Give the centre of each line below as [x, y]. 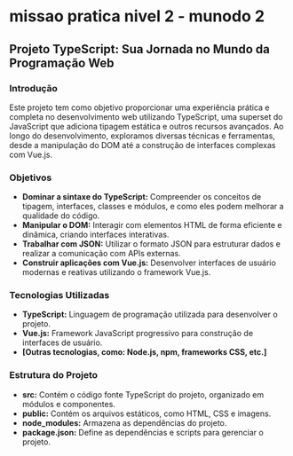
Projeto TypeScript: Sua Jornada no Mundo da [140, 49]
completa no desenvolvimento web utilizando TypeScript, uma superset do [146, 116]
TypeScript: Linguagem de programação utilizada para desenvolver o [150, 314]
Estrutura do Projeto [54, 375]
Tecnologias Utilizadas [59, 295]
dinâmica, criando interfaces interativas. [95, 235]
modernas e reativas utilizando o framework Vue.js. [116, 272]
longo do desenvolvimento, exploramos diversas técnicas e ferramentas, [142, 136]
